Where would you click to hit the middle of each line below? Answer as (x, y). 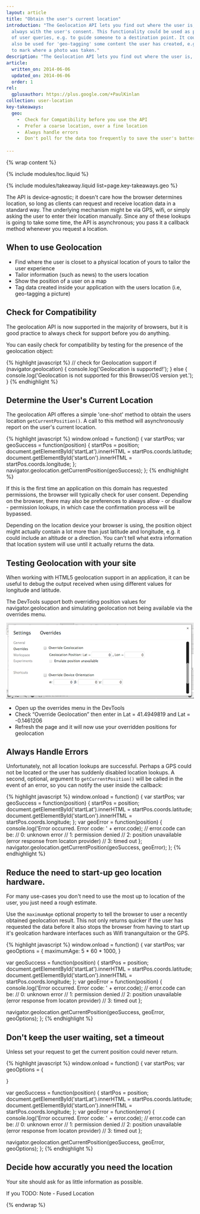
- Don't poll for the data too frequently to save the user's (97, 138)
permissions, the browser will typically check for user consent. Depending (97, 495)
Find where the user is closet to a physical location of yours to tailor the (102, 262)
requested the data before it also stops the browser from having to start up (98, 927)
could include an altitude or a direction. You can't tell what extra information (99, 538)
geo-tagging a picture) (43, 294)
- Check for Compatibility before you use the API (82, 119)
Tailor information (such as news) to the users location (82, 274)
